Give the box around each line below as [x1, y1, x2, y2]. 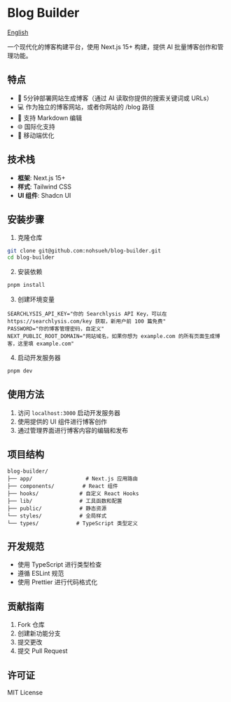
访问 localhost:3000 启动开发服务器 [17, 408, 120, 417]
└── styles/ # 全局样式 [7, 512, 107, 520]
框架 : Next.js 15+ [17, 173, 66, 182]
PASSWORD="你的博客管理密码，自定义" [7, 325, 105, 332]
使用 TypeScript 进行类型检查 [17, 560, 102, 569]
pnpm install [7, 282, 45, 289]
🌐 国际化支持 [17, 122, 55, 130]
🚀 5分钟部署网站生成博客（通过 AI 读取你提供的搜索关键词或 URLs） [17, 93, 213, 102]
